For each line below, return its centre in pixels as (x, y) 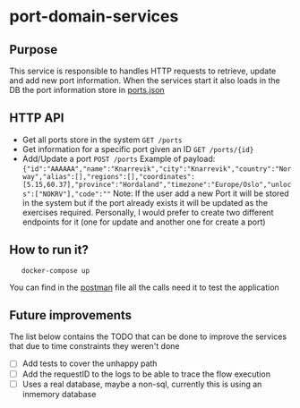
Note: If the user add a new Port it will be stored (201, 193)
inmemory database (59, 394)
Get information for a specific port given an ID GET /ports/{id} (138, 149)
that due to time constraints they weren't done (95, 346)
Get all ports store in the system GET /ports (102, 140)
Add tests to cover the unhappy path (90, 363)
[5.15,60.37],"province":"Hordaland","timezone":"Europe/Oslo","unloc (157, 184)
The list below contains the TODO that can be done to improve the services (148, 336)
